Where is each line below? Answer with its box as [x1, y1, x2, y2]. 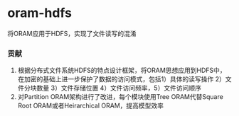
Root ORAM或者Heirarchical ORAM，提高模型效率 [17, 101, 164, 110]
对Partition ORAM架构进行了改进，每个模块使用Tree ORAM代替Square [17, 93, 224, 101]
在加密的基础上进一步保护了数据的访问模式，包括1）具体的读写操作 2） [17, 75, 225, 83]
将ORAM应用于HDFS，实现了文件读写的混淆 [7, 29, 137, 37]
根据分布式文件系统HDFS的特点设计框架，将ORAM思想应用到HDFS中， [17, 66, 226, 75]
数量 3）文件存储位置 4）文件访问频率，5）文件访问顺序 [36, 83, 201, 93]
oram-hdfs [7, 5, 73, 21]
